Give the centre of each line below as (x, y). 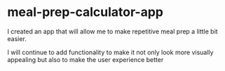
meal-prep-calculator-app (85, 12)
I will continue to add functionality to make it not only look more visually (110, 52)
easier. (17, 38)
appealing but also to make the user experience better (86, 59)
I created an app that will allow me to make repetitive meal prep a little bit (113, 31)
